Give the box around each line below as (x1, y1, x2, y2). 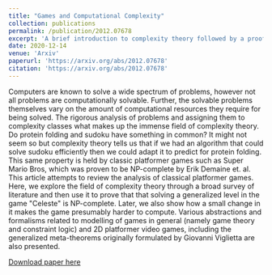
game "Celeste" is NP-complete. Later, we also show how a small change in (8, 198, 261, 208)
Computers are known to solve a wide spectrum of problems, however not (8, 87, 257, 96)
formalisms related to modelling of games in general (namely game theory (8, 215, 255, 225)
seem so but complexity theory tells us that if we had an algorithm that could (8, 138, 264, 148)
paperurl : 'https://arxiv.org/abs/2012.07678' (8, 57, 168, 66)
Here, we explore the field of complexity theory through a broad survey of (8, 181, 255, 191)
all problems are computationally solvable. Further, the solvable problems (8, 95, 253, 105)
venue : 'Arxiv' (8, 49, 60, 57)
